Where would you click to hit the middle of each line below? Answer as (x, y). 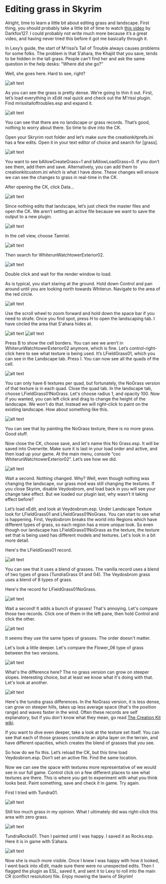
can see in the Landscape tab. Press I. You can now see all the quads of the (82, 358)
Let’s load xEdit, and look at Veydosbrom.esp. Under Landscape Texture (79, 509)
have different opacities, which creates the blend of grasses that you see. (80, 743)
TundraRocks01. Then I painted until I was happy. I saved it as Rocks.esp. (80, 836)
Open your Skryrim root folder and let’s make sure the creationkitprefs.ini (79, 137)
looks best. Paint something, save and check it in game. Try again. (72, 783)
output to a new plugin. (29, 217)
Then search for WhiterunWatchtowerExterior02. (55, 255)
